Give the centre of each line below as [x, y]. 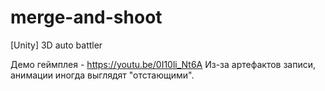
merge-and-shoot [86, 17]
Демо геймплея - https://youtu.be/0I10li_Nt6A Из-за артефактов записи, [163, 64]
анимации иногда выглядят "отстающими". [102, 75]
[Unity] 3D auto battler [56, 45]
